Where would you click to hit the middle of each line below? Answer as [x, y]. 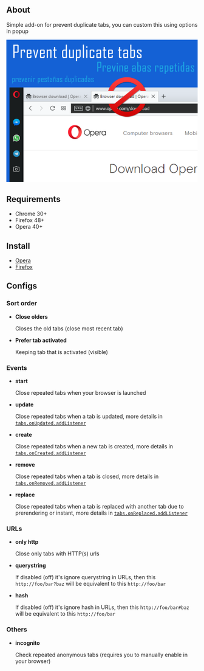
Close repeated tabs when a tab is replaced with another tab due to [99, 506]
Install [18, 246]
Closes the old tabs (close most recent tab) [69, 329]
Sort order [22, 304]
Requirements [33, 199]
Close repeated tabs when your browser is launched [80, 392]
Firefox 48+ [30, 220]
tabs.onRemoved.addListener [50, 483]
